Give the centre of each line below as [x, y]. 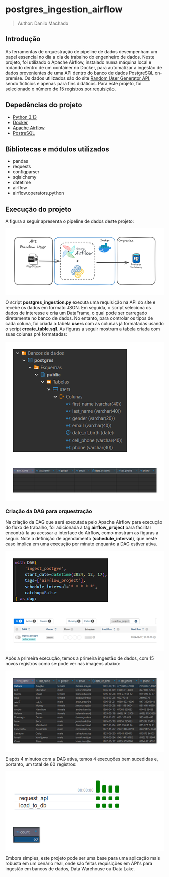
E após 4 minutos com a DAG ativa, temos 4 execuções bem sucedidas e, [82, 759]
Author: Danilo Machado [43, 23]
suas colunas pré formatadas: [36, 334]
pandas [20, 161]
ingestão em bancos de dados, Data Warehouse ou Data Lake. [70, 869]
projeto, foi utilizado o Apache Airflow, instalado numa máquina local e [78, 62]
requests [22, 166]
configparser [26, 172]
